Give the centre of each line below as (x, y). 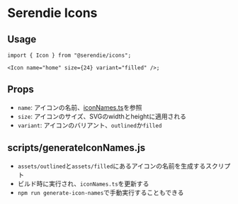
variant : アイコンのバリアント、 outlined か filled (90, 125)
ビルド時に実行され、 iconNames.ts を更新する (83, 183)
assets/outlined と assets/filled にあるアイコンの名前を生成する (112, 166)
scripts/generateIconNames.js (76, 148)
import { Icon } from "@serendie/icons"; (69, 55)
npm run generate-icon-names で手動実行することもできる (101, 192)
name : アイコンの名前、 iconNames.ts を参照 (80, 107)
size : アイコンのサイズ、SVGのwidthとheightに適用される (102, 116)
